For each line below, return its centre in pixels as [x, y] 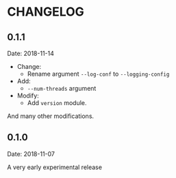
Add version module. [57, 103]
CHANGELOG [46, 12]
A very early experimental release [55, 167]
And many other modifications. [51, 116]
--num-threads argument [62, 88]
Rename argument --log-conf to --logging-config [98, 74]
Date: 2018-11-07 [31, 153]
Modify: [28, 95]
